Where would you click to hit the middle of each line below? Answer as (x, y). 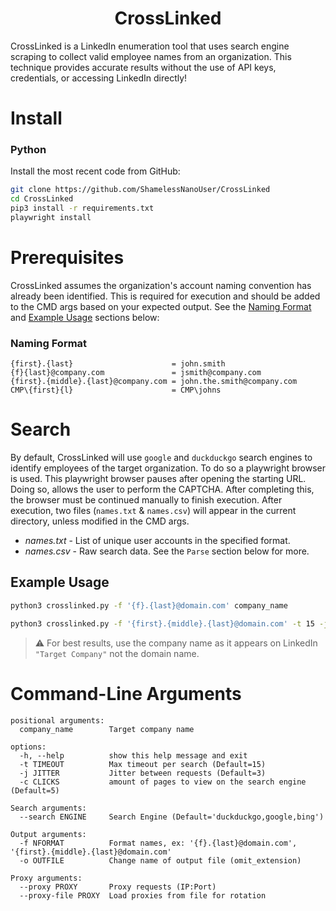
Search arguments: (48, 808)
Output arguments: (48, 834)
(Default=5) (35, 790)
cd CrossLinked (42, 199)
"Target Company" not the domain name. (117, 653)
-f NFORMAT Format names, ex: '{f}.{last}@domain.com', (158, 843)
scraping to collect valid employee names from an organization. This (151, 56)
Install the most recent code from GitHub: (95, 171)
